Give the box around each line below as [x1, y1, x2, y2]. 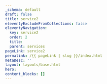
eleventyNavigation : [5, 26, 48, 31]
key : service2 [9, 30, 38, 35]
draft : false [5, 12, 32, 17]
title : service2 [5, 16, 38, 21]
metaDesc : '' [5, 58, 32, 63]
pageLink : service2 [5, 48, 45, 53]
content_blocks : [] [5, 72, 45, 77]
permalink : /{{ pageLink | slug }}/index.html [5, 53, 103, 58]
